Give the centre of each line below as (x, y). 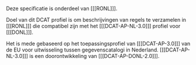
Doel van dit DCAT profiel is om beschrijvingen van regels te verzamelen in (96, 20)
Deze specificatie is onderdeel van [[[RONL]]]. (62, 8)
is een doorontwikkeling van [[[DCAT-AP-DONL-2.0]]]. (94, 56)
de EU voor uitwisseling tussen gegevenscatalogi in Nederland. (82, 50)
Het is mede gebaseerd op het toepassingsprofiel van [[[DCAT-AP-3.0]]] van (98, 44)
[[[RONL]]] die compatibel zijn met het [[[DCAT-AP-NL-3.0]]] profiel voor (93, 26)
